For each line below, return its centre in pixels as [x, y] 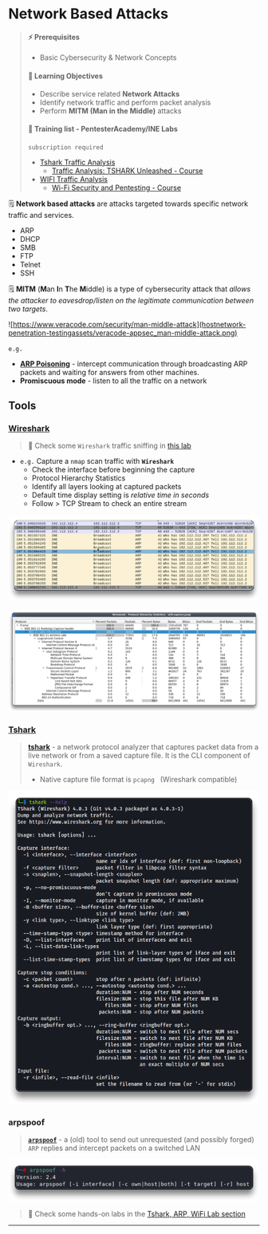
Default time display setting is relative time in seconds [120, 495]
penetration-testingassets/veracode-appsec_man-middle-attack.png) [123, 333]
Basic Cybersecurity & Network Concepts [108, 57]
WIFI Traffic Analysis [73, 179]
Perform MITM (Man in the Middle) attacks [110, 111]
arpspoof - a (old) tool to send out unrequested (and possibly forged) [141, 1139]
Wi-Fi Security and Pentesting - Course [116, 188]
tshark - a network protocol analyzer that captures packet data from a [143, 746]
